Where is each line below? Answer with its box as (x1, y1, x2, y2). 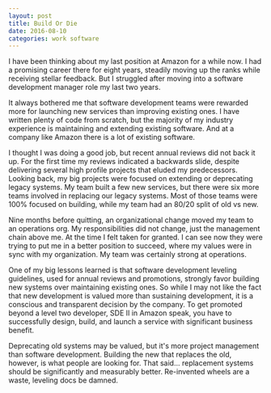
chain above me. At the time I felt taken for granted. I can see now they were (8, 232, 263, 243)
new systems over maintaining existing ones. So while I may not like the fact (8, 282, 262, 292)
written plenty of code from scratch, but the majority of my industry (8, 115, 234, 125)
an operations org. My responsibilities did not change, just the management (8, 224, 260, 234)
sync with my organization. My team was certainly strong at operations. (8, 250, 247, 260)
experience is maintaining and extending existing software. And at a (8, 124, 235, 133)
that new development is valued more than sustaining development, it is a (8, 291, 253, 301)
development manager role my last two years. (8, 82, 161, 92)
